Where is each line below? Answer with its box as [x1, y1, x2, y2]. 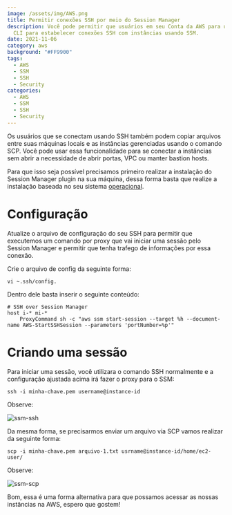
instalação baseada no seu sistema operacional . [7, 182, 144, 190]
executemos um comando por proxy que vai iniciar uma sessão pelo [7, 236, 202, 245]
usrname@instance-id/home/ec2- [121, 447, 212, 455]
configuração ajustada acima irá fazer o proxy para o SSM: [7, 375, 175, 383]
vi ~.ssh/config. [7, 278, 57, 285]
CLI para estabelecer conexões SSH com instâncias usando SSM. [13, 29, 199, 37]
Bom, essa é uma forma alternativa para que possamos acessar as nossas [7, 492, 219, 501]
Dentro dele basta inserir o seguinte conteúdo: [7, 290, 139, 298]
